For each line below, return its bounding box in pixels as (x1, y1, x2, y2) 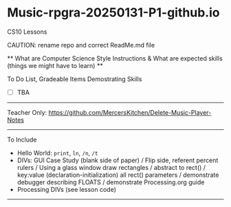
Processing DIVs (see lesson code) (16, 186, 117, 193)
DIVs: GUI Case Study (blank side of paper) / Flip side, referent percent (16, 156, 219, 164)
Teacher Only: (7, 109, 47, 116)
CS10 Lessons (7, 28, 47, 36)
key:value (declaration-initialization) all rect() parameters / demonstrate (16, 171, 219, 179)
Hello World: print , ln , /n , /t (16, 149, 98, 157)
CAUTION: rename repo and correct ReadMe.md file (7, 41, 155, 49)
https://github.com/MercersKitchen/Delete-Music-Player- (48, 109, 212, 116)
